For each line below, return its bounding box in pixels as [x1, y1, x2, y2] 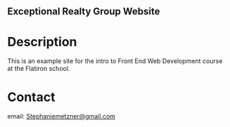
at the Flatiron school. [7, 65, 70, 73]
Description [7, 34, 77, 50]
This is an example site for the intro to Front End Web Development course [7, 57, 223, 65]
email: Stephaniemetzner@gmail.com [7, 112, 116, 121]
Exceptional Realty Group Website [7, 6, 160, 18]
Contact [7, 89, 56, 105]
